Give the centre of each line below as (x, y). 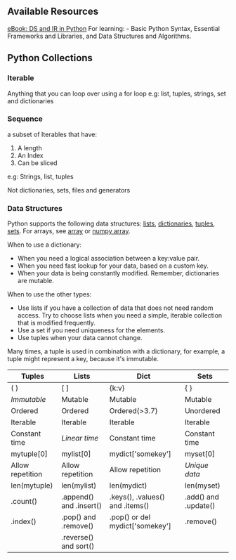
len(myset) (203, 486)
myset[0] (200, 454)
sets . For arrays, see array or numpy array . (69, 231)
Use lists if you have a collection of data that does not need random (115, 308)
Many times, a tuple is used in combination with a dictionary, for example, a (116, 351)
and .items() (129, 506)
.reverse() (78, 538)
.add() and (202, 497)
